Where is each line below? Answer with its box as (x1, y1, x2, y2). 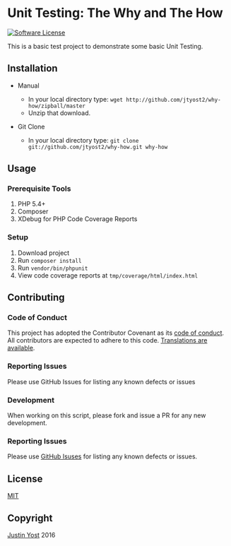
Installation (7, 62, 58, 75)
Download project (17, 249, 70, 257)
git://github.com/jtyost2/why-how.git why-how (28, 143, 168, 150)
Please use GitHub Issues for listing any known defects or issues (7, 377, 196, 386)
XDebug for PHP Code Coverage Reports (17, 215, 138, 223)
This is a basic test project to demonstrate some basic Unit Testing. (7, 42, 203, 50)
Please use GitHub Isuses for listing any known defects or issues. (7, 452, 198, 461)
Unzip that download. (28, 108, 90, 117)
